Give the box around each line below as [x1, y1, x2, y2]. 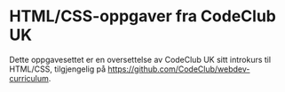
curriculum [9, 73, 49, 83]
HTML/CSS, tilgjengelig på [9, 64, 107, 74]
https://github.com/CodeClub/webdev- [107, 64, 250, 74]
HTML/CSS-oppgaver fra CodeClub [9, 6, 277, 27]
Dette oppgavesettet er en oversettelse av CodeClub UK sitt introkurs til [9, 54, 272, 65]
